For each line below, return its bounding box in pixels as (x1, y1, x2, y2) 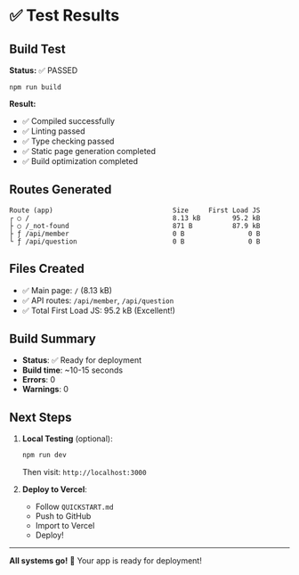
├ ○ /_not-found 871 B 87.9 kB (9, 221, 261, 230)
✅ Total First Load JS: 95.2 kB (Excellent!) (21, 305, 176, 316)
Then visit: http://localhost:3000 (21, 467, 147, 478)
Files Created (9, 261, 85, 276)
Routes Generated (9, 182, 112, 197)
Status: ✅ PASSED (9, 65, 78, 76)
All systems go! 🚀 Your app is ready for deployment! (9, 555, 202, 566)
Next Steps (9, 409, 72, 424)
